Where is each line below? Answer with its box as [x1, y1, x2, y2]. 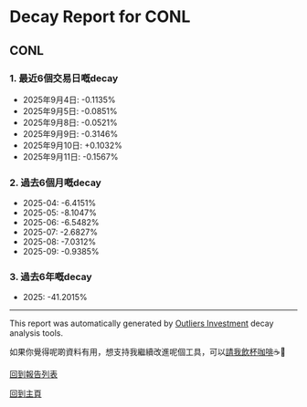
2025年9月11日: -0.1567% [22, 151, 119, 162]
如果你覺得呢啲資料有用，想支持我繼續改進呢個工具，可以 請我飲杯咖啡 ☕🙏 [9, 347, 286, 358]
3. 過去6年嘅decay [9, 271, 93, 284]
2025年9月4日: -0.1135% [22, 94, 116, 105]
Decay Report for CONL [9, 6, 191, 27]
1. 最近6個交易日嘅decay [9, 71, 119, 84]
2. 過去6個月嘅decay [9, 176, 102, 189]
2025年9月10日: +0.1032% [22, 140, 123, 151]
